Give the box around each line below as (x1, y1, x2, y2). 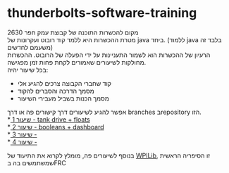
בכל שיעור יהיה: (7, 65, 49, 74)
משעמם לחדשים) (7, 43, 54, 51)
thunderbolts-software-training (7, 5, 197, 21)
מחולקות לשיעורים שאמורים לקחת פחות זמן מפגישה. (7, 58, 147, 66)
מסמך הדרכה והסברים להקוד (17, 86, 95, 95)
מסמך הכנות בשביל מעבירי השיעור (17, 94, 109, 103)
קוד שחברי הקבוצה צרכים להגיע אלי (17, 79, 111, 87)
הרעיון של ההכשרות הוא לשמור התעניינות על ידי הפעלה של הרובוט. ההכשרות (7, 51, 211, 59)
